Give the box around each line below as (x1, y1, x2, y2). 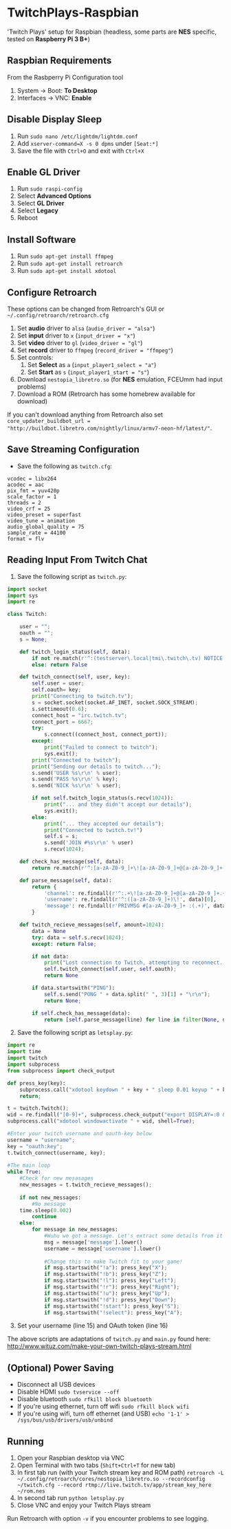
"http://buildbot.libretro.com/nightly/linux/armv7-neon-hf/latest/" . (7, 424, 212, 432)
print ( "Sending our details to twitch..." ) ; (32, 763, 162, 770)
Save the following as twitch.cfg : (16, 462, 112, 470)
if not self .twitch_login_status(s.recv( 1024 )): (32, 795, 174, 802)
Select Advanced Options (16, 192, 91, 200)
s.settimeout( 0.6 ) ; (32, 705, 88, 712)
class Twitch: (7, 610, 48, 618)
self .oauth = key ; (32, 686, 81, 694)
